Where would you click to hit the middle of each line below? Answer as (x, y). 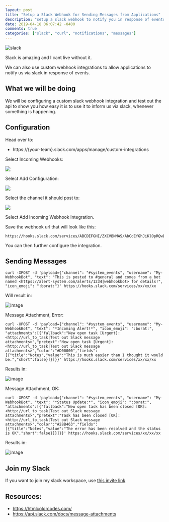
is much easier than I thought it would (120, 355)
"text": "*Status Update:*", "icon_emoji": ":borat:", (93, 402)
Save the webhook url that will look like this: (51, 227)
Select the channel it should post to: (43, 198)
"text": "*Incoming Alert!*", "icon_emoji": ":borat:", (94, 329)
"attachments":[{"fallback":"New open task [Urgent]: (63, 333)
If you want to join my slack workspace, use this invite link (65, 481)
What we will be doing (40, 89)
